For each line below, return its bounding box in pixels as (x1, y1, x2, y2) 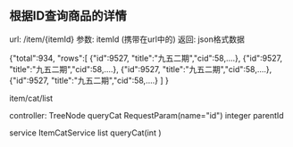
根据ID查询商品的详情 (9, 8, 128, 24)
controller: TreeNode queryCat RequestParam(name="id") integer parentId (9, 110, 284, 120)
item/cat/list (9, 93, 54, 103)
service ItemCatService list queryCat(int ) (9, 127, 163, 138)
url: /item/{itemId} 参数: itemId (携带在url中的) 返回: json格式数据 (9, 34, 246, 45)
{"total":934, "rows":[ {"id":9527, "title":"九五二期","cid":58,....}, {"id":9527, (9, 53, 283, 63)
